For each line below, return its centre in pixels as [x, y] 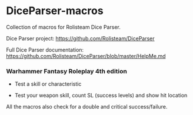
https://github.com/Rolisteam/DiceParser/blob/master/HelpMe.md [86, 56]
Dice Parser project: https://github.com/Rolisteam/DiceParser [80, 38]
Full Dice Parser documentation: [45, 50]
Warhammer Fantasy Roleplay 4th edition [67, 71]
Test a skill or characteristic [48, 84]
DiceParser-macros [55, 11]
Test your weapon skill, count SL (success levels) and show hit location [101, 96]
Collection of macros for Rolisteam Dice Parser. [63, 27]
